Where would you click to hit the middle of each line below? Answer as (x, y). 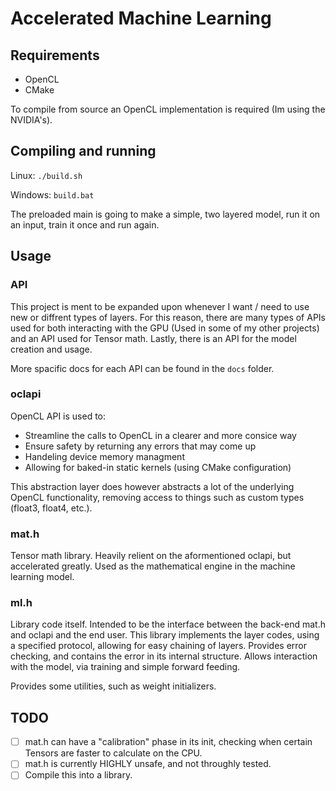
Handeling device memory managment (104, 456)
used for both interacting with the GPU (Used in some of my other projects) (165, 328)
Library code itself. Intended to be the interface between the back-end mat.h (168, 624)
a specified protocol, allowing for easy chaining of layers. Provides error (159, 646)
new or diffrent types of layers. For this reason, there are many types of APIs (168, 317)
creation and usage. (51, 349)
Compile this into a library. (78, 775)
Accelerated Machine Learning (141, 18)
